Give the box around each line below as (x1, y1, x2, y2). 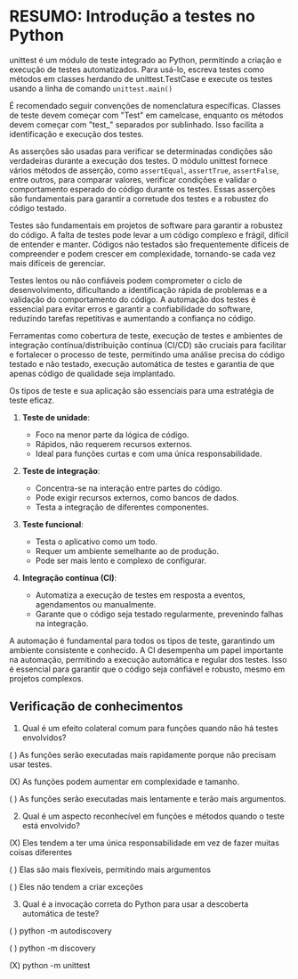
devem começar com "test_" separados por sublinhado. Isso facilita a (9, 118, 264, 130)
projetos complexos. (9, 673, 85, 683)
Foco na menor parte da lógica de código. (35, 429, 189, 440)
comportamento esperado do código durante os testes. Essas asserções (9, 184, 276, 194)
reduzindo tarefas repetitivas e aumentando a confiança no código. (9, 313, 256, 323)
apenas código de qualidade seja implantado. (9, 368, 176, 379)
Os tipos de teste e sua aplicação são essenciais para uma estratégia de (9, 385, 274, 396)
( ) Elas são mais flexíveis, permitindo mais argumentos (9, 864, 212, 875)
